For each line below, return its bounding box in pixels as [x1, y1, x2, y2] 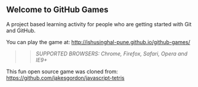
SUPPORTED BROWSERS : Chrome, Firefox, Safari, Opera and [35, 50, 188, 57]
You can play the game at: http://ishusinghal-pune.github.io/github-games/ [6, 38, 191, 45]
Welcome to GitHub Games [6, 5, 109, 15]
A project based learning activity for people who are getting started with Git [6, 20, 192, 27]
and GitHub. [6, 27, 36, 34]
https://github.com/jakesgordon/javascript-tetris [6, 74, 125, 81]
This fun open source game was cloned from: [6, 68, 118, 75]
